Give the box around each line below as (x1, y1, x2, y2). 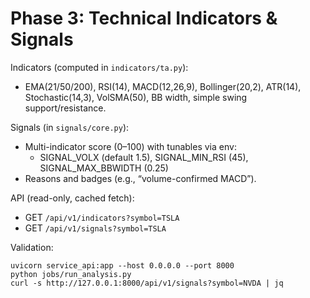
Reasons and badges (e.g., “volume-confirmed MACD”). (24, 172, 257, 184)
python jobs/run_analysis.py (10, 269, 132, 279)
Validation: (10, 241, 54, 253)
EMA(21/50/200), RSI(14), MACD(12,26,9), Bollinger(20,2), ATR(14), (24, 80, 302, 92)
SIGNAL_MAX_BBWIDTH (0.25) (39, 162, 169, 174)
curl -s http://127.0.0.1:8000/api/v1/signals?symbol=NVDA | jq (10, 278, 284, 288)
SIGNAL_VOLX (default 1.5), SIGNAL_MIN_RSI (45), (39, 151, 249, 163)
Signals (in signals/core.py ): (10, 121, 130, 133)
